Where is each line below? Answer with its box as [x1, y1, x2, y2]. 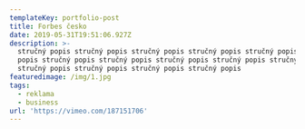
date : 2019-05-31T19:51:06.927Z [9, 30, 132, 39]
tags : [9, 81, 30, 90]
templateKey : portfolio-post [9, 13, 120, 23]
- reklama [17, 89, 54, 98]
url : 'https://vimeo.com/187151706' [9, 106, 148, 115]
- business [17, 97, 59, 107]
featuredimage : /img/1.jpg [9, 73, 112, 82]
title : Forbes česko [9, 22, 88, 31]
